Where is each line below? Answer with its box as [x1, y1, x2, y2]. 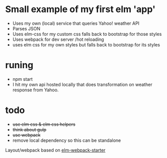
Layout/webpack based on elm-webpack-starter [5, 147, 106, 153]
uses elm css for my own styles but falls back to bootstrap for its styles [12, 41, 160, 47]
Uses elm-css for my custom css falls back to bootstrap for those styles [12, 31, 162, 37]
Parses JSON [12, 25, 40, 31]
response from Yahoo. [12, 87, 59, 93]
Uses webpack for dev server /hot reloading [12, 36, 104, 42]
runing [5, 60, 34, 71]
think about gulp [12, 126, 47, 132]
